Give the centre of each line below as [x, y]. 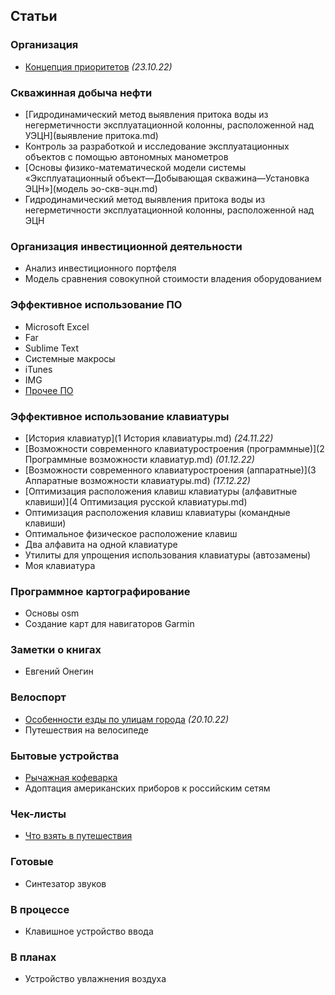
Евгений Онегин [59, 671]
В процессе [40, 909]
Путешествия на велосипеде [86, 730]
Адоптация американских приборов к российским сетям [147, 788]
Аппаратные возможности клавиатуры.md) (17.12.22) [137, 480]
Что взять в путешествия [78, 836]
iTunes [38, 369]
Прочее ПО [49, 390]
